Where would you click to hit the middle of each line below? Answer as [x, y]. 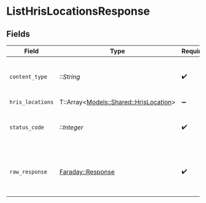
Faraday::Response [87, 172]
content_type [29, 77]
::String [70, 77]
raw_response [29, 172]
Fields [18, 34]
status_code [27, 127]
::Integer [71, 127]
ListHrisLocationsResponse [78, 11]
